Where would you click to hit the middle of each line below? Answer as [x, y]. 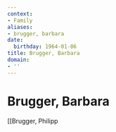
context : [20, 14]
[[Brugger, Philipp [33, 121]
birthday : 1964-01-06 [45, 47]
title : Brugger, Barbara [44, 54]
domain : [19, 60]
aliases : [20, 27]
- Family [20, 20]
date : [15, 40]
